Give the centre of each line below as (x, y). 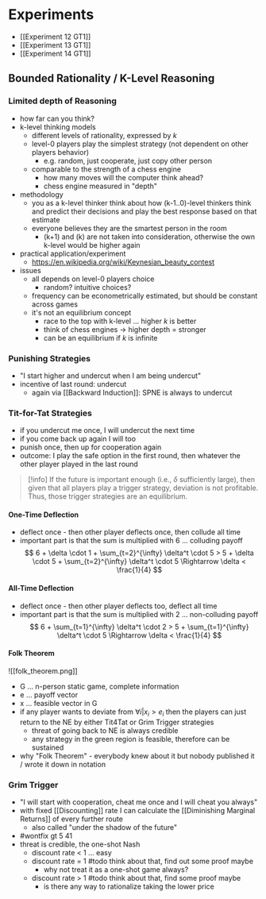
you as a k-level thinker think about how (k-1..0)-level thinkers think (141, 203)
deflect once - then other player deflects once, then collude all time (130, 532)
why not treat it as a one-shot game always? (116, 869)
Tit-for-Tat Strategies (50, 413)
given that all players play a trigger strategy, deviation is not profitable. (143, 488)
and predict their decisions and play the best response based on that (144, 211)
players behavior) (60, 152)
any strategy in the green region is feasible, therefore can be (131, 739)
